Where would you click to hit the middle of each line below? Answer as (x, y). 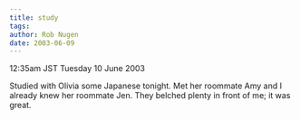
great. (20, 105)
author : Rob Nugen (44, 34)
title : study (34, 18)
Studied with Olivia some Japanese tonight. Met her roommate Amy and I (146, 86)
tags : (19, 26)
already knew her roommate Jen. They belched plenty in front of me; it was (150, 96)
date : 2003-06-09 (42, 43)
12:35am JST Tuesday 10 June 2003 (77, 69)
